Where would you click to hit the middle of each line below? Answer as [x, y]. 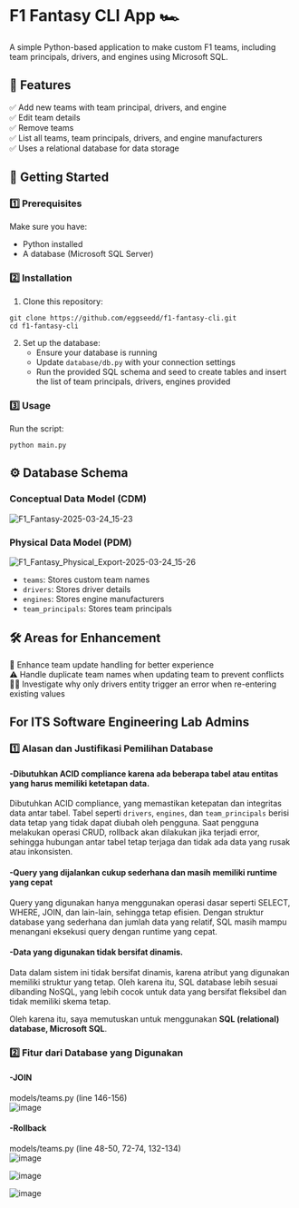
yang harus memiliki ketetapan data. [80, 783]
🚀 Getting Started [59, 178]
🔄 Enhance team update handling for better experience [112, 664]
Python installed [53, 244]
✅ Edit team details [45, 117]
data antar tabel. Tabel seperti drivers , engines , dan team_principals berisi [149, 813]
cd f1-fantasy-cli [44, 326]
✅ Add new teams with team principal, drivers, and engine [118, 107]
